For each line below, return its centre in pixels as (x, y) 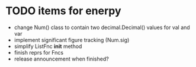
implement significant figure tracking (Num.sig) (72, 40)
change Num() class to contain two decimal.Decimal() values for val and (102, 27)
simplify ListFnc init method (48, 46)
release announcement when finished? (61, 59)
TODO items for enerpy (64, 11)
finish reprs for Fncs (38, 52)
